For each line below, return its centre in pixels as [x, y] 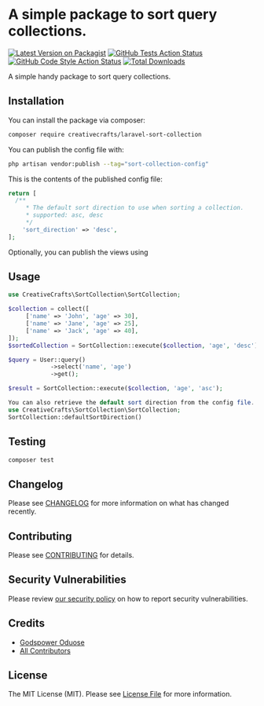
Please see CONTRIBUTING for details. [71, 555]
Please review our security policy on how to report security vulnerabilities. [128, 598]
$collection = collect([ [49, 309]
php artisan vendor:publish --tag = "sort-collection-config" [109, 164]
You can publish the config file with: [66, 149]
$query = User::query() [47, 360]
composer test [31, 460]
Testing [27, 442]
